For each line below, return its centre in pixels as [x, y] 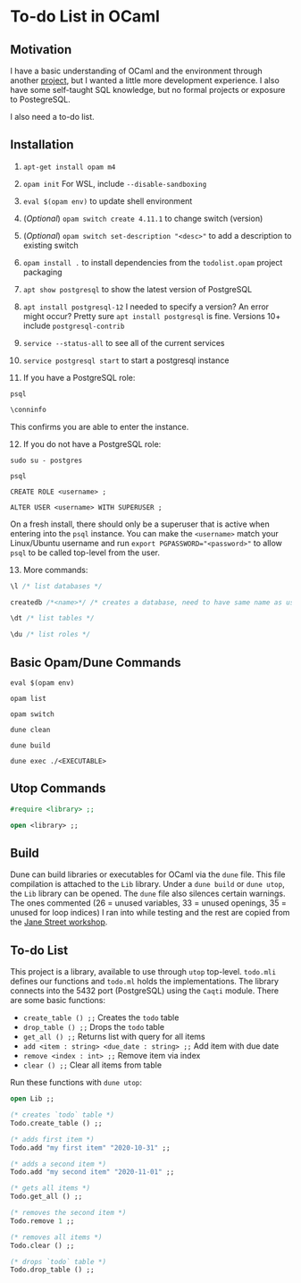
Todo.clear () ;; [42, 1245]
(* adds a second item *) [58, 1164]
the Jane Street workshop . [59, 922]
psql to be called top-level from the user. [85, 553]
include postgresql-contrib [74, 325]
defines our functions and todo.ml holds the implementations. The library [145, 982]
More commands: [55, 570]
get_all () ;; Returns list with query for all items [114, 1037]
